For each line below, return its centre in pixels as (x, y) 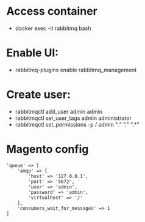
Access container (52, 11)
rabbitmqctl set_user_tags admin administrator (73, 118)
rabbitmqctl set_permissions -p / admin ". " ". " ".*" (77, 124)
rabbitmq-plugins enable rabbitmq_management (76, 70)
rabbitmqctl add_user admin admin (58, 111)
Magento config (48, 149)
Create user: (39, 94)
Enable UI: (33, 53)
